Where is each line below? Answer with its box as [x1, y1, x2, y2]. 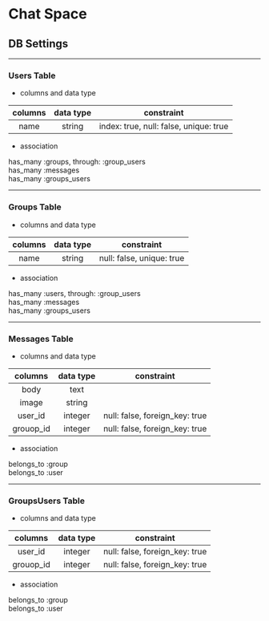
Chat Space [8, 5, 87, 23]
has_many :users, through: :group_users [8, 288, 142, 298]
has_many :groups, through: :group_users [8, 157, 146, 167]
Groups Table [8, 201, 62, 213]
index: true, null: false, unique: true [98, 121, 229, 132]
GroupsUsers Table [8, 495, 86, 506]
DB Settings [8, 37, 69, 51]
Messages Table [8, 333, 74, 344]
